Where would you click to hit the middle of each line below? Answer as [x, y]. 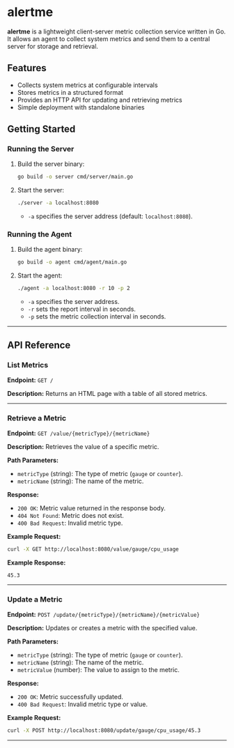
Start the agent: [40, 275]
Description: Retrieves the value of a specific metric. [83, 447]
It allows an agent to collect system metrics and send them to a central [109, 38]
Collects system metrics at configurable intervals [87, 85]
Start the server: [41, 190]
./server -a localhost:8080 [58, 203]
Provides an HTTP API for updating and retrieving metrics [100, 100]
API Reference [39, 345]
